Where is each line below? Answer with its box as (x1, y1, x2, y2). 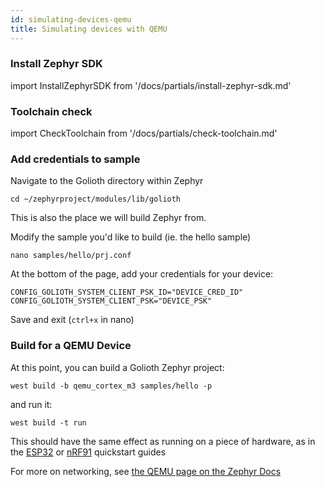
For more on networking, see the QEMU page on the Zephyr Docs (10, 465, 282, 477)
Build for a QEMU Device (10, 339, 132, 353)
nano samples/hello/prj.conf (10, 251, 132, 261)
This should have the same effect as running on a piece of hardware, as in (10, 435, 316, 447)
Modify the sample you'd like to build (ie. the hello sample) (10, 231, 252, 243)
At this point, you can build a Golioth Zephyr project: (10, 361, 225, 373)
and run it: (10, 398, 53, 410)
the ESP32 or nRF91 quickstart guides (10, 446, 167, 458)
